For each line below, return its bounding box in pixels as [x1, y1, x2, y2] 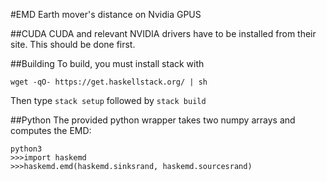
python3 [10, 144, 43, 154]
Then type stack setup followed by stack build [10, 95, 207, 106]
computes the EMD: [10, 125, 92, 136]
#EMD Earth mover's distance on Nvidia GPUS [10, 9, 202, 20]
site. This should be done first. [10, 39, 136, 50]
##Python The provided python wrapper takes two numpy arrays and [10, 114, 296, 126]
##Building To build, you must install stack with [10, 58, 205, 69]
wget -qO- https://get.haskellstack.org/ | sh [10, 77, 208, 87]
